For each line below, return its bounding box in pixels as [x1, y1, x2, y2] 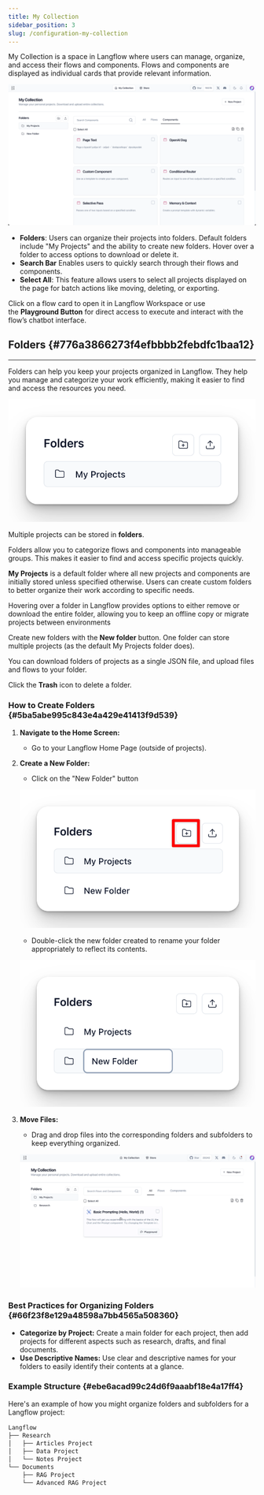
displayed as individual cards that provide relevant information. [8, 69, 212, 78]
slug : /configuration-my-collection [8, 29, 128, 37]
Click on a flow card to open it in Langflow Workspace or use [8, 298, 206, 308]
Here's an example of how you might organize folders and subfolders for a [8, 1399, 249, 1408]
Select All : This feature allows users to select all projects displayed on [19, 274, 247, 284]
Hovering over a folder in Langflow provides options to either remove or [8, 601, 240, 610]
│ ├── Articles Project [8, 1439, 93, 1447]
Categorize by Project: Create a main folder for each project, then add [19, 1328, 249, 1337]
